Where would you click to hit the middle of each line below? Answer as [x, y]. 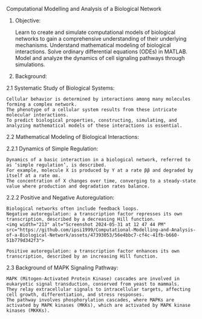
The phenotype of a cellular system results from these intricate [92, 110]
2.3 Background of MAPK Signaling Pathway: [62, 267]
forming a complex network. [42, 104]
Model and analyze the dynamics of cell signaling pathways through [100, 58]
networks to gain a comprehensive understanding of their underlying [101, 39]
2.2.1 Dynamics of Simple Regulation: [52, 149]
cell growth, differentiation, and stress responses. [76, 295]
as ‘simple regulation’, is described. [57, 165]
